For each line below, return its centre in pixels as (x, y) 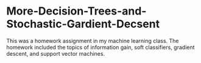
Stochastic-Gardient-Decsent (83, 24)
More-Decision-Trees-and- (76, 11)
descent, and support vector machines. (56, 53)
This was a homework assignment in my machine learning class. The (93, 41)
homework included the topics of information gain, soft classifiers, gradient (100, 47)
